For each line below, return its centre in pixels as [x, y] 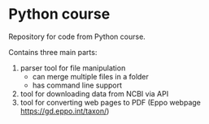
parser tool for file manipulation [73, 68]
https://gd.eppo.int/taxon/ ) [65, 111]
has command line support [77, 85]
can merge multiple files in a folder [90, 76]
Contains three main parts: [53, 52]
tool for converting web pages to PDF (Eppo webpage [111, 102]
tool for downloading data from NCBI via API [94, 93]
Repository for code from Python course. [77, 36]
